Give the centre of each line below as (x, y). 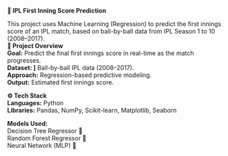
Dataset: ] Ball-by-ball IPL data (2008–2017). (71, 68)
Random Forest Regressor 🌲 (47, 138)
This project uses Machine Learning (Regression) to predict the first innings (114, 24)
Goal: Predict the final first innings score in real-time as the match (101, 53)
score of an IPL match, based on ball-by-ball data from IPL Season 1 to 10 (111, 31)
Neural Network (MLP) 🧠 (42, 145)
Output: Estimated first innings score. (61, 82)
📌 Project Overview (35, 46)
